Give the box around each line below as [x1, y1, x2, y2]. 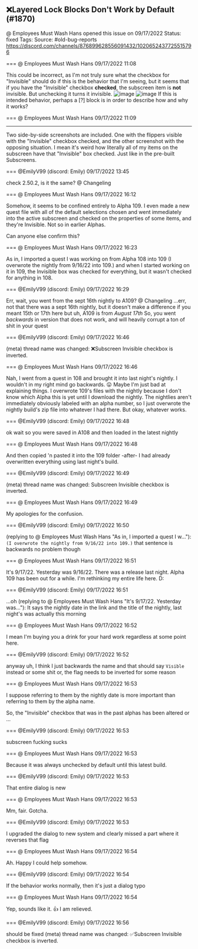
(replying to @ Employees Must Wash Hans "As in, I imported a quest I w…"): [6, 533, 192, 540]
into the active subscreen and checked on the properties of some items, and [6, 214, 192, 222]
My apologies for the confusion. [6, 510, 84, 517]
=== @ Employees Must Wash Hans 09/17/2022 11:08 [6, 60, 137, 67]
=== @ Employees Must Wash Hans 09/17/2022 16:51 [6, 557, 137, 564]
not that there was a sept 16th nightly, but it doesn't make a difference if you [6, 303, 191, 310]
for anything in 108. [6, 274, 53, 281]
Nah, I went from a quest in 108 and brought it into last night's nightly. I [6, 375, 178, 382]
